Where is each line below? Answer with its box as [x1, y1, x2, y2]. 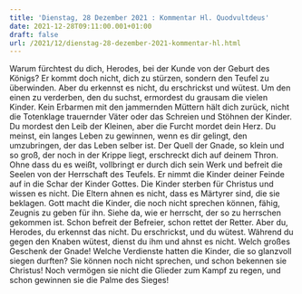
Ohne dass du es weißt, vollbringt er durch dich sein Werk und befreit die [9, 159, 283, 170]
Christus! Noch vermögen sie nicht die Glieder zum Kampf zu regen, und [9, 265, 281, 276]
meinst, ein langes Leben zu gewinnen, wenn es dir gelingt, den [9, 130, 248, 141]
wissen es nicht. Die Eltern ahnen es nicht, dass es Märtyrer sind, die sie [9, 188, 281, 199]
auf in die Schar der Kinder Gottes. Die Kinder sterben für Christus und [9, 178, 274, 190]
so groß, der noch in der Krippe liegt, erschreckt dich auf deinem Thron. [9, 150, 278, 161]
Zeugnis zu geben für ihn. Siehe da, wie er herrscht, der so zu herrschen [9, 207, 282, 218]
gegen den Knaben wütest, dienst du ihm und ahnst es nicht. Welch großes [9, 236, 290, 247]
